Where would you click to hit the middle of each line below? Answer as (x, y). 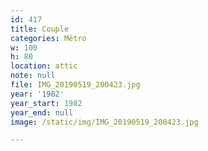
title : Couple (40, 29)
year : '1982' (37, 94)
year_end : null (42, 112)
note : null (33, 76)
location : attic (44, 66)
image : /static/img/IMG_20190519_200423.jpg (104, 122)
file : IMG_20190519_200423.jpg (75, 85)
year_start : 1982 (46, 103)
